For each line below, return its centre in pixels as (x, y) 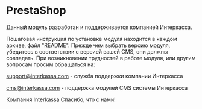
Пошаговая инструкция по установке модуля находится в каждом (92, 39)
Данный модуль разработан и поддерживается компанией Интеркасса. (99, 27)
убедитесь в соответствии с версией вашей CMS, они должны (87, 51)
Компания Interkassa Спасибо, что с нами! (61, 99)
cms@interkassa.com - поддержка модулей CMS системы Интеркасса (97, 87)
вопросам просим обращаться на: (51, 64)
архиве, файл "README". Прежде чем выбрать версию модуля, (88, 45)
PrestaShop (36, 11)
